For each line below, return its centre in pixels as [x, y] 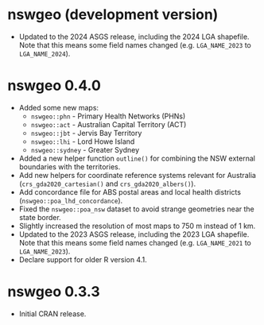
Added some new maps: [59, 107]
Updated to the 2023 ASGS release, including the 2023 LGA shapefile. [134, 234]
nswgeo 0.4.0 [54, 86]
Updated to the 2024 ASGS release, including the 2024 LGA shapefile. [134, 37]
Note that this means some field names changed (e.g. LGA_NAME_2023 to [135, 44]
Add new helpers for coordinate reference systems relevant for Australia [137, 175]
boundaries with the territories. [70, 166]
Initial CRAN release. [52, 313]
